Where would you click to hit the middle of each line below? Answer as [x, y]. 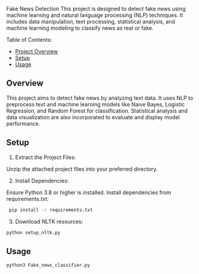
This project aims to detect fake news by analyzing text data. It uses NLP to [100, 98]
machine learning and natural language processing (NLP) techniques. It [95, 15]
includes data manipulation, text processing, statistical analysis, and [91, 21]
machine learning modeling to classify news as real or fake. [80, 28]
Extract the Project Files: [46, 157]
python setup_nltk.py [33, 232]
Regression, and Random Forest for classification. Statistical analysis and [97, 111]
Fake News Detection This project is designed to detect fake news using [96, 9]
